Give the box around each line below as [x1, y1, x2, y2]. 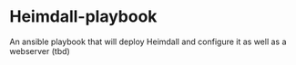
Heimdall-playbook [9, 6, 158, 27]
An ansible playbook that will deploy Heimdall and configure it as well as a [9, 36, 287, 47]
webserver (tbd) [9, 45, 70, 56]
